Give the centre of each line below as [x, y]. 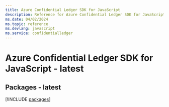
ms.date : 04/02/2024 [27, 19]
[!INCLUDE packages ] [28, 99]
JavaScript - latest [45, 69]
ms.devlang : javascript [30, 29]
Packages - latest [33, 87]
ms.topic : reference [27, 24]
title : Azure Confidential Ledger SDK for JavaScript [63, 10]
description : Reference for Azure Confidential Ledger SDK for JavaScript [85, 15]
